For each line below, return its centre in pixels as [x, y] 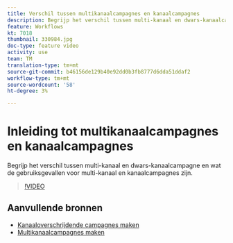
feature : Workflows [35, 26]
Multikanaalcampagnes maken [61, 232]
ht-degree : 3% [28, 91]
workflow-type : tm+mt [38, 78]
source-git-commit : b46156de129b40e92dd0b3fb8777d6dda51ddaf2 [99, 72]
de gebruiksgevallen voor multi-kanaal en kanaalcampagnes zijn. [100, 173]
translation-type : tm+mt [43, 65]
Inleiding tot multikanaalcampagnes [113, 132]
